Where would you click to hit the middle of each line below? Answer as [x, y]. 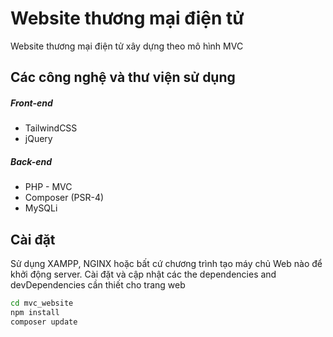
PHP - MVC [48, 187]
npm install [35, 312]
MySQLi [41, 208]
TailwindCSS [51, 128]
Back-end [31, 161]
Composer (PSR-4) [64, 198]
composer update [44, 322]
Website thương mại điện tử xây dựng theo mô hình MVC [127, 46]
